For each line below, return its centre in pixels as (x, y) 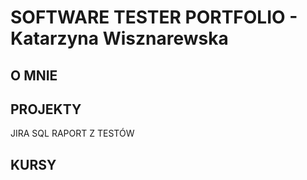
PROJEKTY (46, 109)
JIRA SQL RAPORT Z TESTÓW (72, 133)
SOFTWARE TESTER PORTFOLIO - (154, 17)
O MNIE (34, 75)
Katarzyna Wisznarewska (119, 38)
